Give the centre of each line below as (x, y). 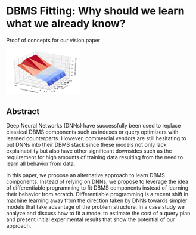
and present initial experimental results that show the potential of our (91, 219)
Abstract (23, 111)
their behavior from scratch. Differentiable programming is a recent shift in (97, 194)
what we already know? (66, 24)
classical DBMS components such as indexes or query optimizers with (92, 132)
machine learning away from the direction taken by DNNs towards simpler (97, 200)
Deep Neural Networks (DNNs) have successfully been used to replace (94, 126)
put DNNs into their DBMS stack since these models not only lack (86, 145)
